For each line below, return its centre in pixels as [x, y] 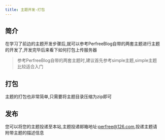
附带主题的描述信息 [25, 133]
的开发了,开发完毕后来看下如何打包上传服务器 [51, 50]
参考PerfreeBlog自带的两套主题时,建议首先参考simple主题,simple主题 [87, 60]
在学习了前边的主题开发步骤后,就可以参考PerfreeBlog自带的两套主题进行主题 [82, 44]
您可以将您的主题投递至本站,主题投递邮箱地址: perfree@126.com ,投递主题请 [81, 127]
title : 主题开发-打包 [25, 10]
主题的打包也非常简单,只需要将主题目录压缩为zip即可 [58, 96]
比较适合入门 [30, 67]
